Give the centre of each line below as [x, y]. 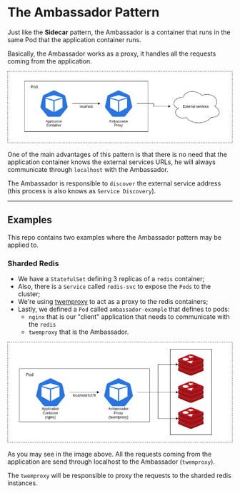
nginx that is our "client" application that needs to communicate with [129, 317]
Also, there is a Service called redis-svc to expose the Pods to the [114, 287]
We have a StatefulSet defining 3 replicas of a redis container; [111, 279]
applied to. [23, 245]
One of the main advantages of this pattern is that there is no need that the [117, 155]
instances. [22, 483]
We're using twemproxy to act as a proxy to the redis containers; [113, 302]
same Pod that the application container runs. [74, 39]
